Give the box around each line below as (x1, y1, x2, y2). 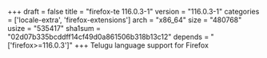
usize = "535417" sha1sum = (7, 24, 102, 33)
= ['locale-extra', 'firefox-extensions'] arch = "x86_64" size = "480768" (7, 15, 242, 25)
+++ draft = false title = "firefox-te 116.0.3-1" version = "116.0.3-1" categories (7, 7, 260, 16)
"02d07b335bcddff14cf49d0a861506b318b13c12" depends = (7, 32, 209, 41)
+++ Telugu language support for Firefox (74, 41, 209, 50)
